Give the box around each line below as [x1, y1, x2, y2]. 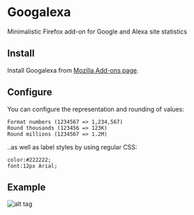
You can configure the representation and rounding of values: [7, 105, 185, 113]
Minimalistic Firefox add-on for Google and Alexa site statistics [7, 27, 187, 36]
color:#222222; [7, 156, 52, 163]
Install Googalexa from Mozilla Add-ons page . [7, 66, 139, 74]
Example [7, 181, 46, 193]
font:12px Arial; [7, 162, 58, 170]
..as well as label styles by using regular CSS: [7, 142, 137, 151]
